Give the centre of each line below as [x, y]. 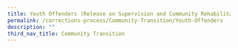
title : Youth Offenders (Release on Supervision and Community [103, 14]
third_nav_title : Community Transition [66, 34]
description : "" [31, 27]
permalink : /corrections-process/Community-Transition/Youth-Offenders [115, 20]
